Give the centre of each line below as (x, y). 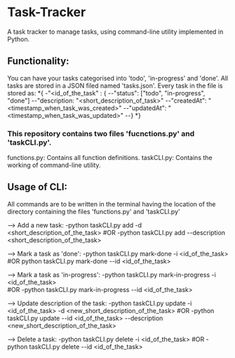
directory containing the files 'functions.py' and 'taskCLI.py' (94, 211)
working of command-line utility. (54, 165)
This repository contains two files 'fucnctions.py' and (101, 133)
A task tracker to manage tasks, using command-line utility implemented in (115, 32)
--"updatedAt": (145, 108)
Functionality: (38, 61)
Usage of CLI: (38, 187)
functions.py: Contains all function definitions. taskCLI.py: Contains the (110, 158)
